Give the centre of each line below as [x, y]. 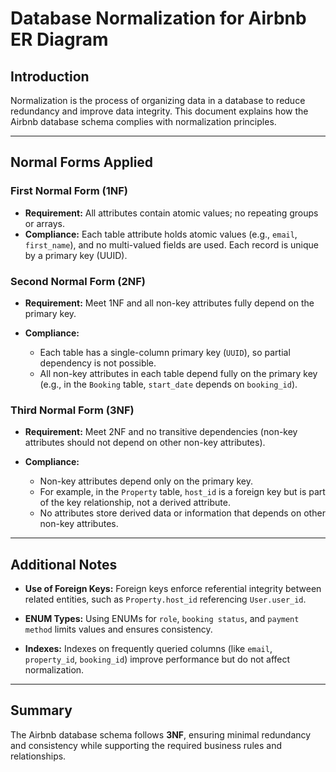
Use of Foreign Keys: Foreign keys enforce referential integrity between [173, 589]
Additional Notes [64, 564]
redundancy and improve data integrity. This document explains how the [159, 111]
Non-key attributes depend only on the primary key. [146, 481]
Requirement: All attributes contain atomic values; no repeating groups [171, 213]
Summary [41, 710]
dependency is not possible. [98, 363]
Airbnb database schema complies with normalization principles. [143, 121]
